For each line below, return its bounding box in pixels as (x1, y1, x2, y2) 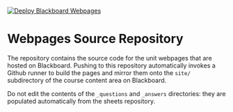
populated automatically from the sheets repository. (7, 97, 156, 105)
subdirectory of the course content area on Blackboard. (7, 76, 167, 84)
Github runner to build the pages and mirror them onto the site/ (7, 68, 191, 77)
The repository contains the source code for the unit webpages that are (7, 54, 212, 62)
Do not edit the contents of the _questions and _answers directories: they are (7, 89, 226, 97)
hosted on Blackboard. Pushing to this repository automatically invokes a (7, 61, 216, 70)
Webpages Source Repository (7, 31, 184, 47)
